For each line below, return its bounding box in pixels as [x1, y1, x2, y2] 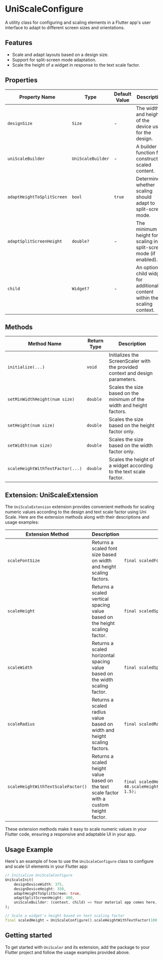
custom [91, 802, 109, 808]
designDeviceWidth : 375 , [14, 882, 64, 887]
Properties [5, 76, 38, 85]
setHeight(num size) [7, 423, 55, 428]
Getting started [5, 931, 52, 940]
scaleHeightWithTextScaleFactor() [7, 784, 87, 789]
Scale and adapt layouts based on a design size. [12, 52, 109, 57]
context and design [109, 370, 153, 377]
